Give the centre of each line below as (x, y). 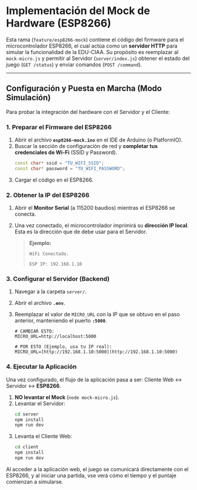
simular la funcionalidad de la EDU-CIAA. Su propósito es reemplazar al (92, 52)
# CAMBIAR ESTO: (34, 331)
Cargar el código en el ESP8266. (54, 180)
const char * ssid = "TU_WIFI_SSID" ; (59, 163)
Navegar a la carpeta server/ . (50, 291)
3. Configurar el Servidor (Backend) (58, 279)
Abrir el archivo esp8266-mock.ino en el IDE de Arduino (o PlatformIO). (98, 140)
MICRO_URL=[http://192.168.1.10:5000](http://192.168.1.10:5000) (96, 352)
